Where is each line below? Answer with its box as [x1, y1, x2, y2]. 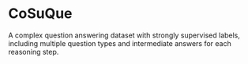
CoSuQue [8, 5, 73, 23]
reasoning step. [8, 47, 59, 56]
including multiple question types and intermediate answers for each [8, 38, 231, 48]
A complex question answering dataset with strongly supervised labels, [8, 30, 241, 40]
